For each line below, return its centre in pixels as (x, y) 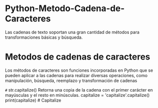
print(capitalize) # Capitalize (33, 100)
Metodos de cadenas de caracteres (78, 57)
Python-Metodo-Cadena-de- (65, 8)
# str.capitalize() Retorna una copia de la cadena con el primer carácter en (79, 90)
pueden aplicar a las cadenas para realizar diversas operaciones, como (76, 75)
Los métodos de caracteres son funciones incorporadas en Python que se (79, 70)
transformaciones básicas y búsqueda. (44, 37)
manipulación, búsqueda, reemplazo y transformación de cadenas (71, 80)
